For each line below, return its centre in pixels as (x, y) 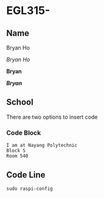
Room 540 (17, 156)
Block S (16, 151)
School (20, 102)
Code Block (24, 133)
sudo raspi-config (29, 189)
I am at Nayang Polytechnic (42, 146)
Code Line (26, 175)
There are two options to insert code (52, 117)
